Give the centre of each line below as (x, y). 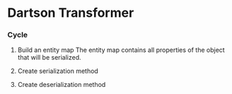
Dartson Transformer (71, 13)
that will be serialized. (49, 58)
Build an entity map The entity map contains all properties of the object (121, 50)
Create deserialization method (62, 85)
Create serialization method (58, 71)
